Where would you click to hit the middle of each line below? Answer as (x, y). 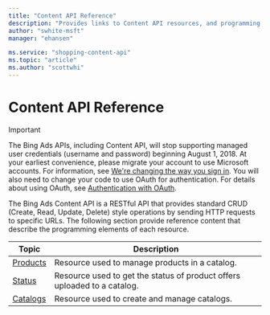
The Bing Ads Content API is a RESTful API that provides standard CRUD (128, 203)
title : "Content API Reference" (62, 16)
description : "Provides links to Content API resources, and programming (135, 23)
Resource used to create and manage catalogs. (143, 298)
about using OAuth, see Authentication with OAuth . (92, 188)
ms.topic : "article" (43, 60)
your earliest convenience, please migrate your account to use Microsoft (129, 162)
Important (25, 129)
